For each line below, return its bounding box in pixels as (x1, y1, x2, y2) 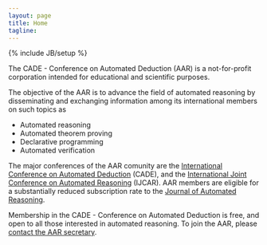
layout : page (8, 11, 52, 20)
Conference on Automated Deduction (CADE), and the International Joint (8, 169, 247, 180)
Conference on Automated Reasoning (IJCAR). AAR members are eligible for (8, 178, 259, 188)
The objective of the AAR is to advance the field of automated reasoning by (8, 88, 256, 97)
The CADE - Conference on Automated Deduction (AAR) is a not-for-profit (8, 64, 252, 73)
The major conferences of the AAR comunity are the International (8, 161, 223, 171)
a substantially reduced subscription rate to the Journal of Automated (8, 187, 237, 196)
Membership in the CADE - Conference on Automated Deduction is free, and (8, 211, 260, 220)
